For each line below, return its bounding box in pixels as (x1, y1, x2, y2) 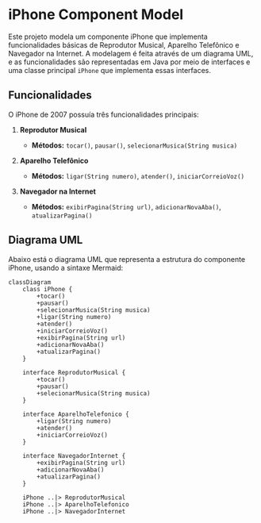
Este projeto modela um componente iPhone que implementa (8, 32, 208, 41)
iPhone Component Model (8, 6, 184, 24)
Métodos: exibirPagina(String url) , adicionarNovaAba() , (31, 202, 222, 211)
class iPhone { (22, 285, 73, 293)
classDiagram (8, 278, 52, 286)
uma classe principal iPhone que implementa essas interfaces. (8, 65, 212, 75)
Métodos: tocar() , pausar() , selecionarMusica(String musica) (31, 140, 238, 150)
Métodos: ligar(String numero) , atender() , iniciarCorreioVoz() (31, 171, 245, 180)
